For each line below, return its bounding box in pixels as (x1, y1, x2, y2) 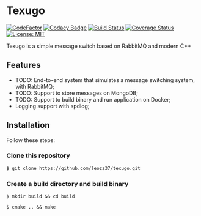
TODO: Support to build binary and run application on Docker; (15, 95, 171, 103)
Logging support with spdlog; (15, 102, 90, 110)
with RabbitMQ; (15, 83, 54, 90)
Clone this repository (6, 151, 70, 160)
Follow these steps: (6, 136, 55, 144)
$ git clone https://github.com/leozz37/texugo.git (6, 165, 141, 171)
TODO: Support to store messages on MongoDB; (15, 89, 139, 97)
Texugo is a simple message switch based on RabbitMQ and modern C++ (6, 42, 191, 50)
